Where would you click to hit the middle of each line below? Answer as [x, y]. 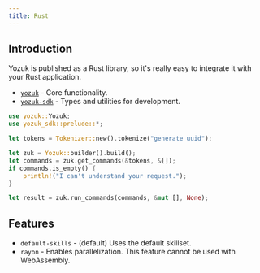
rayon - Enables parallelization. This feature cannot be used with [128, 252]
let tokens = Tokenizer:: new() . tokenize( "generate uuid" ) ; [110, 139]
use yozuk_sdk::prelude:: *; [56, 124]
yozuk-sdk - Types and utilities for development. [100, 102]
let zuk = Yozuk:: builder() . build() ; [72, 154]
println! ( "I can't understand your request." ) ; [105, 175]
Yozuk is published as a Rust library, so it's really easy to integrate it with [130, 68]
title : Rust [28, 16]
